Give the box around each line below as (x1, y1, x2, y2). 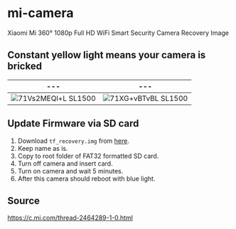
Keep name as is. (17, 144, 68, 152)
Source (7, 194, 41, 207)
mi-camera (7, 5, 74, 21)
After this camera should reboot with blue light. (17, 174, 156, 183)
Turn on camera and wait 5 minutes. (17, 166, 124, 175)
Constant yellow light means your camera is (7, 49, 206, 61)
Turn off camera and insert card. (17, 159, 113, 168)
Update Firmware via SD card (7, 117, 139, 129)
